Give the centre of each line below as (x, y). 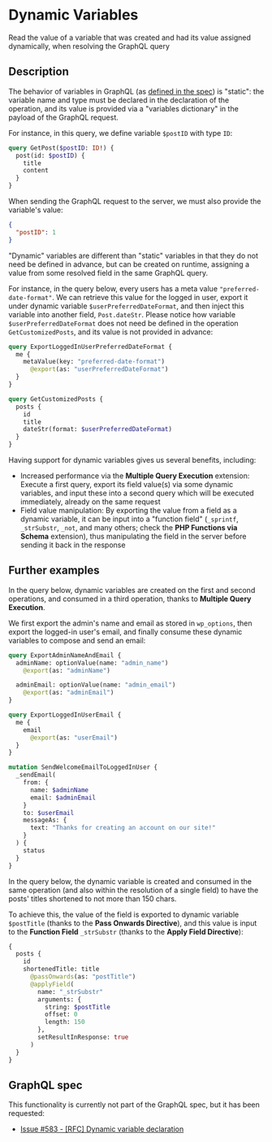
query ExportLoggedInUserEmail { (65, 715)
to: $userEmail (49, 813)
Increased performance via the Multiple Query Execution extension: (135, 476)
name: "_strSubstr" (71, 992)
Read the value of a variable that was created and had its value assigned (130, 37)
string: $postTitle (78, 1007)
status (34, 850)
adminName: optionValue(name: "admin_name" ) (92, 663)
